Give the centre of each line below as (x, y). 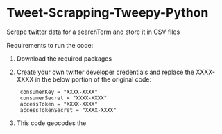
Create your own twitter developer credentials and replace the (105, 72)
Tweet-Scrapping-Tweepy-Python (108, 13)
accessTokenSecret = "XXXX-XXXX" (68, 110)
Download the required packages (64, 58)
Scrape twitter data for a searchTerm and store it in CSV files (93, 32)
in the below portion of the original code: (93, 79)
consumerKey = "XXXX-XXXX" (59, 92)
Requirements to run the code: (50, 45)
